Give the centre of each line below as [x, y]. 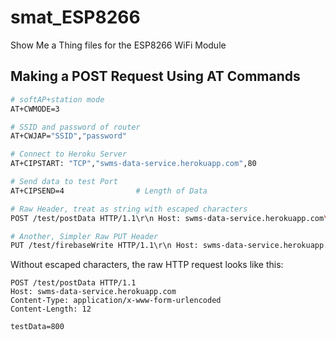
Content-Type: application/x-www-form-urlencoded [116, 301]
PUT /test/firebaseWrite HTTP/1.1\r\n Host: [104, 246]
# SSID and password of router [75, 127]
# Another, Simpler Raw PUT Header [84, 236]
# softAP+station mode [57, 99]
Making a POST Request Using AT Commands [155, 76]
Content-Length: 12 [51, 309]
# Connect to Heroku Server [69, 154]
